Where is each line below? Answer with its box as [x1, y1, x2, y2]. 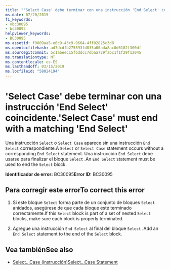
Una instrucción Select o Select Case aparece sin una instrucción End [5, 140, 150, 146]
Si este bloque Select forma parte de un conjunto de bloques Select [12, 199, 155, 206]
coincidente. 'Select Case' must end [5, 112, 158, 124]
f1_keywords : [5, 17, 33, 22]
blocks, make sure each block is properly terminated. [12, 215, 124, 221]
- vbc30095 [5, 21, 28, 27]
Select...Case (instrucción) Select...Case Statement [12, 259, 118, 265]
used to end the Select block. [5, 161, 67, 167]
